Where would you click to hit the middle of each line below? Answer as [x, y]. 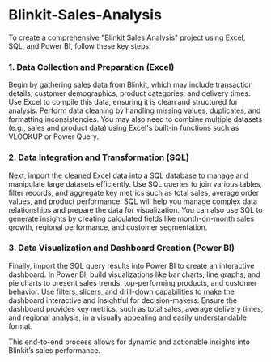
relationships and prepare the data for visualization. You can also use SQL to [135, 209]
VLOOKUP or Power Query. [54, 136]
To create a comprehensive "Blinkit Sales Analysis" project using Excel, [127, 37]
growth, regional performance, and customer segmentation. [108, 227]
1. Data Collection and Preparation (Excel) [91, 67]
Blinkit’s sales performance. [55, 350]
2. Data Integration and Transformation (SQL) [99, 157]
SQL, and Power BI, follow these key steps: [80, 45]
